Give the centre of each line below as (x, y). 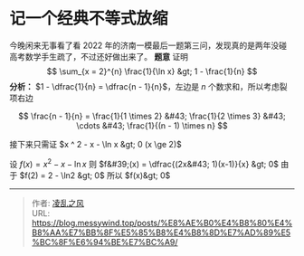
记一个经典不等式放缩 (89, 19)
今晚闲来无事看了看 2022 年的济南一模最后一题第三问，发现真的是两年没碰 (148, 45)
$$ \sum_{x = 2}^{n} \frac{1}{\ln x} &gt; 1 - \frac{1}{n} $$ (152, 71)
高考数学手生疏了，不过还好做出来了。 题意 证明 (99, 56)
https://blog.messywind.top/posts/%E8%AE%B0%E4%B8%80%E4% (162, 223)
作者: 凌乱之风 (57, 203)
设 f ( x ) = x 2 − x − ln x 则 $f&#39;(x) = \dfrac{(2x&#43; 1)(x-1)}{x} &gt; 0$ (144, 163)
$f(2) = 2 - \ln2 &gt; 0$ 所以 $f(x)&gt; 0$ (95, 175)
